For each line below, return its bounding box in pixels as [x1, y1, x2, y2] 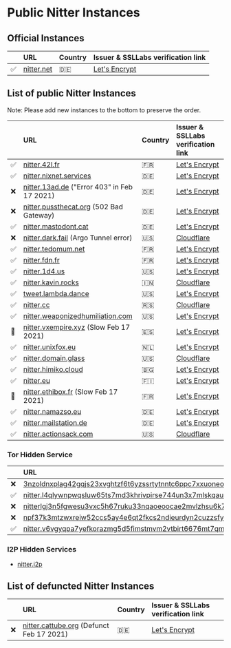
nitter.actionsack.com [23, 429, 93, 439]
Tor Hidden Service [7, 450, 74, 459]
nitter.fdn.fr [23, 255, 60, 264]
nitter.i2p [16, 560, 43, 569]
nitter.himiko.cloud [23, 364, 84, 374]
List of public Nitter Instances [7, 87, 136, 99]
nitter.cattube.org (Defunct [23, 621, 109, 631]
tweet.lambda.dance [23, 289, 89, 298]
